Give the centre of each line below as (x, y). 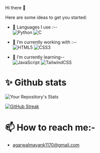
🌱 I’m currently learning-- (38, 57)
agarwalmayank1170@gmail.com (46, 144)
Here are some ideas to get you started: (46, 17)
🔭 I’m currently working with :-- (44, 42)
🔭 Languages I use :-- (35, 27)
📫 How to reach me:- (50, 128)
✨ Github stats (36, 83)
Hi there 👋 (15, 8)
